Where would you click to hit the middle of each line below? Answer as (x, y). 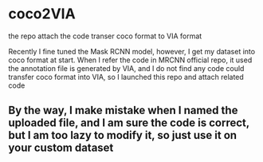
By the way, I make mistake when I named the (123, 111)
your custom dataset (61, 148)
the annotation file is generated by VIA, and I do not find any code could (126, 68)
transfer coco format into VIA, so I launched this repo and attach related (126, 77)
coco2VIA (42, 14)
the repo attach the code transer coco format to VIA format (105, 36)
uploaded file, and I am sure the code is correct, (129, 123)
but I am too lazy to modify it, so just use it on (123, 135)
